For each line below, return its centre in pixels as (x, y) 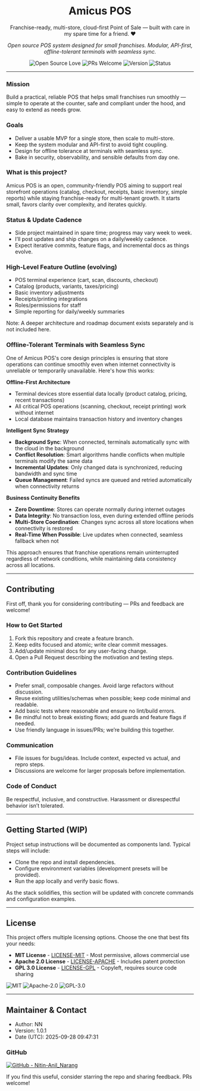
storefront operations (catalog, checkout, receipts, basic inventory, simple (97, 192)
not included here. (29, 330)
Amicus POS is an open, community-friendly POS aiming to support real (94, 185)
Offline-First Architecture (38, 382)
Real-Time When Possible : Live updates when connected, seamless (99, 534)
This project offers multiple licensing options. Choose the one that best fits (98, 938)
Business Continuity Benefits (43, 497)
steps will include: (28, 850)
